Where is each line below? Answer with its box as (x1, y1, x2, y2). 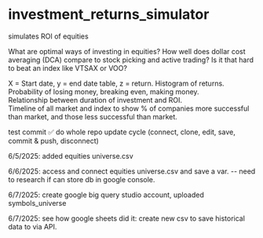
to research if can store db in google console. (8, 174, 155, 184)
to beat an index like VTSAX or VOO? (8, 63, 128, 72)
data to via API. (8, 222, 57, 231)
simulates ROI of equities (8, 31, 89, 41)
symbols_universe (8, 198, 67, 207)
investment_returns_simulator (8, 5, 210, 24)
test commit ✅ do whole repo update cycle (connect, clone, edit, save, (8, 127, 236, 137)
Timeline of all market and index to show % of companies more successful (8, 104, 250, 113)
